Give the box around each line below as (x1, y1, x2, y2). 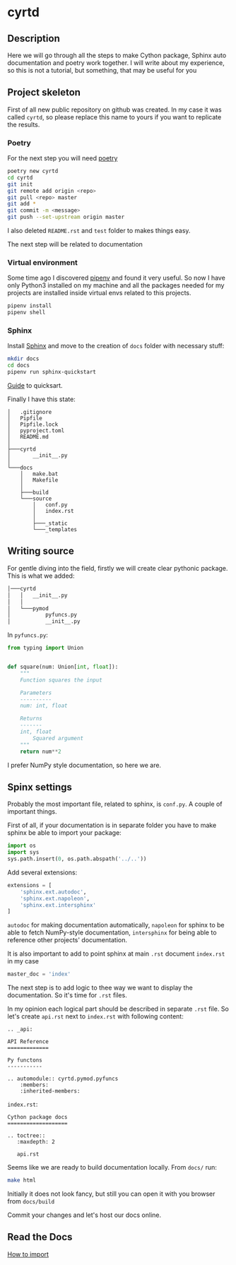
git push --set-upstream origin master (7, 213, 125, 221)
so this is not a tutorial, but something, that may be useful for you (7, 66, 197, 74)
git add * (7, 201, 37, 208)
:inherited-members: (20, 1088, 81, 1095)
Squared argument (33, 735, 83, 742)
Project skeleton (7, 86, 81, 99)
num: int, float (20, 702, 69, 710)
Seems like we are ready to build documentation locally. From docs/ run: (7, 1163, 217, 1172)
